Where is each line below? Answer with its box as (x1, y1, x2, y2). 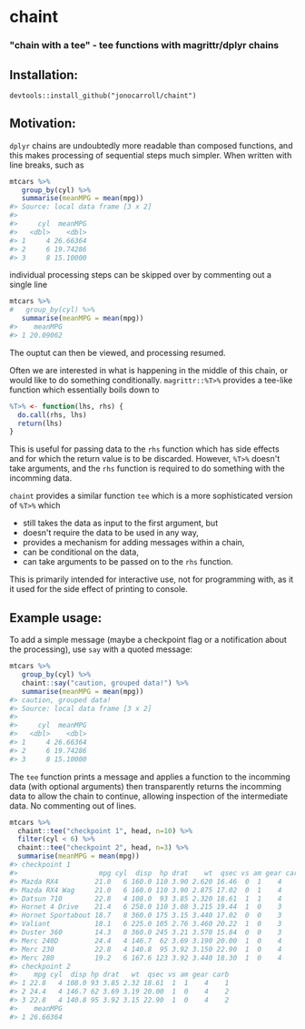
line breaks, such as (9, 159, 84, 170)
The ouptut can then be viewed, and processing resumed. (9, 347, 226, 358)
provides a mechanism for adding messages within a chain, (22, 537, 245, 548)
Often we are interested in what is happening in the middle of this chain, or (9, 364, 289, 375)
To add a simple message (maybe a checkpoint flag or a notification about (9, 635, 288, 646)
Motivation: (9, 116, 76, 131)
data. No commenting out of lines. (9, 800, 137, 811)
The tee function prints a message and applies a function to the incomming (9, 771, 290, 782)
